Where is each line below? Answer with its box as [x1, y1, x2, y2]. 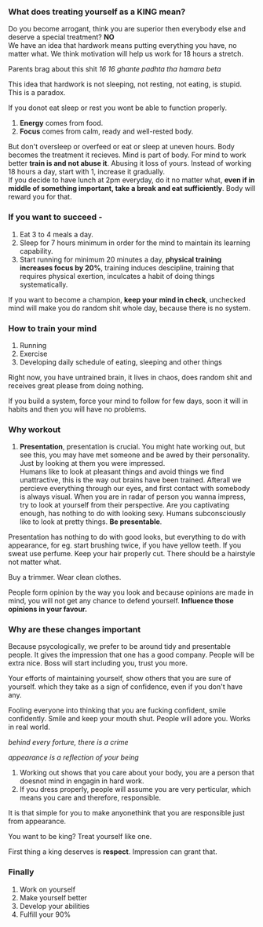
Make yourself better [19, 892, 88, 902]
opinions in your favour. [8, 604, 88, 614]
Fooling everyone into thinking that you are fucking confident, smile [8, 705, 226, 715]
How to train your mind [8, 323, 97, 334]
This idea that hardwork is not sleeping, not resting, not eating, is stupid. [8, 79, 242, 89]
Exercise [19, 349, 48, 358]
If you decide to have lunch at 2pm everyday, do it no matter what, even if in [8, 175, 255, 185]
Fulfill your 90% [19, 910, 71, 919]
